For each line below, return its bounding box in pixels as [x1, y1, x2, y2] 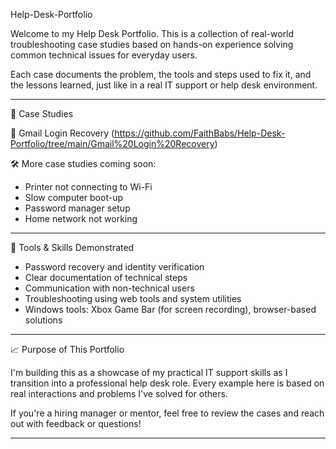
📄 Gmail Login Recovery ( [10, 127, 115, 139]
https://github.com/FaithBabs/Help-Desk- [114, 127, 286, 139]
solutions [24, 314, 63, 326]
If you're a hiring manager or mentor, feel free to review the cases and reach [10, 407, 325, 419]
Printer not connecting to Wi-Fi [24, 181, 153, 193]
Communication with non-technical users [24, 282, 195, 294]
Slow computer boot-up [24, 192, 123, 203]
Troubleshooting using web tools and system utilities [24, 293, 242, 304]
